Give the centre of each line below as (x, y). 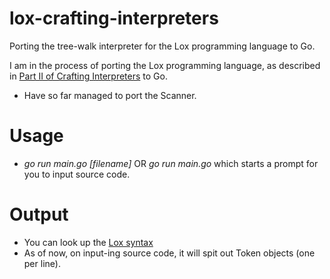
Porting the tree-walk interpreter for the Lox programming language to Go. (162, 46)
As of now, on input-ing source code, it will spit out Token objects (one (169, 253)
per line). (42, 263)
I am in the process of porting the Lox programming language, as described (165, 65)
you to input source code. (77, 174)
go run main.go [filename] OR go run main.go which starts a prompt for (171, 163)
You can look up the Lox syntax (88, 242)
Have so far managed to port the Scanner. (110, 95)
